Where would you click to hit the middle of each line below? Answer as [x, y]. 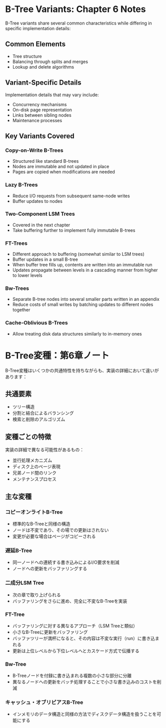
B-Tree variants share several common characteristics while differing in [78, 23]
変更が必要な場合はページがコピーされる [54, 536]
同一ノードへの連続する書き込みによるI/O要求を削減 [66, 562]
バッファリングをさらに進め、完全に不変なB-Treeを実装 [70, 601]
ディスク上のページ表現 [36, 467]
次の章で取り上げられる [36, 595]
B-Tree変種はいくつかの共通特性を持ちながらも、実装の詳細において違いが [82, 370]
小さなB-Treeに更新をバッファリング [50, 632]
